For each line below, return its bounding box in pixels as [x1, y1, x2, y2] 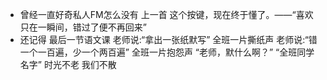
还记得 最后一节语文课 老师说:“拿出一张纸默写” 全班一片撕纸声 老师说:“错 [19, 34, 318, 45]
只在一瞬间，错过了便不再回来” [19, 21, 147, 33]
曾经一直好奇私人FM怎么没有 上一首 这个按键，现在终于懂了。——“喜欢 [19, 9, 314, 20]
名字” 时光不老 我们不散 [19, 59, 117, 70]
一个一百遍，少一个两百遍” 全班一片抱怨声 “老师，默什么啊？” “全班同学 [19, 46, 315, 58]
